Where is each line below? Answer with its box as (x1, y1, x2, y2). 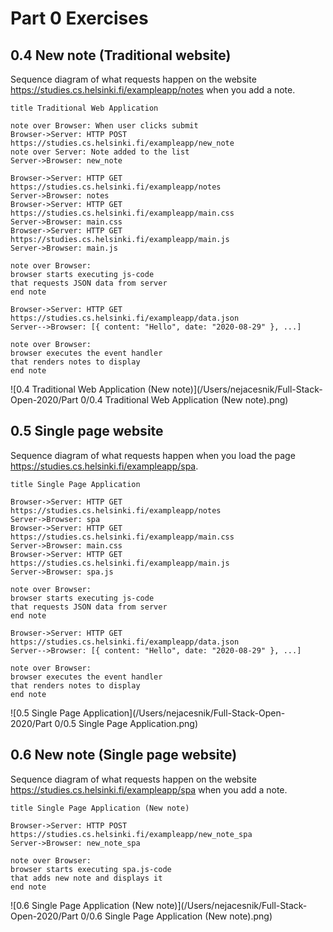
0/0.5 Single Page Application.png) (54, 717, 199, 729)
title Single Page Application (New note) (10, 803, 190, 813)
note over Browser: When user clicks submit (10, 121, 199, 131)
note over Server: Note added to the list (10, 147, 190, 157)
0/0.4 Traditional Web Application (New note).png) (80, 394, 289, 406)
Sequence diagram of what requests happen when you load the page (10, 449, 296, 461)
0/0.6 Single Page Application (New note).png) (80, 910, 273, 922)
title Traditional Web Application (10, 103, 159, 113)
